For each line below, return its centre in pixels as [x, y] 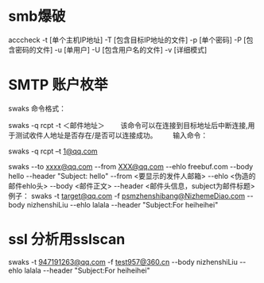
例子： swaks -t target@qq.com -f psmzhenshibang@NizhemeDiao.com [127, 196]
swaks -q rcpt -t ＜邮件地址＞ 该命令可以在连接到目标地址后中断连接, [128, 125]
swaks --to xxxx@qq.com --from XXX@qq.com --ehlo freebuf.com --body [131, 166]
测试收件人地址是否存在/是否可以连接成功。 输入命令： [111, 135]
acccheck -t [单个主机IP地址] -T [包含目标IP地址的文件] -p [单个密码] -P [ [127, 40]
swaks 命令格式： [37, 108]
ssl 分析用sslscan [67, 240]
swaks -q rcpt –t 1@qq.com [53, 151]
